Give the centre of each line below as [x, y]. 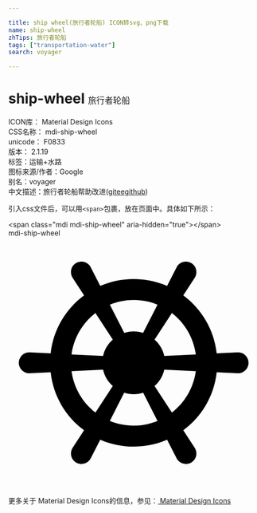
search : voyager [35, 53]
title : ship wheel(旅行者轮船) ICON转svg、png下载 [88, 22]
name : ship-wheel [37, 30]
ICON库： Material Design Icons [60, 122]
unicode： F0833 [37, 142]
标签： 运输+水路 [35, 162]
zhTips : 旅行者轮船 [37, 37]
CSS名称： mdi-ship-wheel [53, 132]
